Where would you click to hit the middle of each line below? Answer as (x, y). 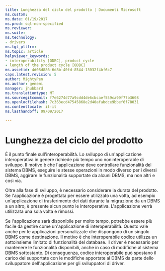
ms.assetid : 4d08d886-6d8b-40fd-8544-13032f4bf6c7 (59, 70)
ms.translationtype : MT (30, 93)
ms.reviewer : (19, 28)
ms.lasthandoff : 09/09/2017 (34, 112)
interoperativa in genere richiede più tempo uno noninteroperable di (75, 159)
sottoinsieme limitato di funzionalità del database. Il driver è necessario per (82, 242)
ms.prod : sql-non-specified (34, 24)
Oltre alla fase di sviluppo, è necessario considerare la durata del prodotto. (82, 190)
